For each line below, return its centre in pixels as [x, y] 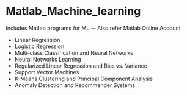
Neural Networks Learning [48, 59]
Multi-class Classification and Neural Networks [74, 52]
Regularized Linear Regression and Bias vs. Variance [81, 66]
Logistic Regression [39, 46]
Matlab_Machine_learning [73, 11]
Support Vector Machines [47, 72]
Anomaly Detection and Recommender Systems [75, 85]
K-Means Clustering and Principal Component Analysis [84, 79]
